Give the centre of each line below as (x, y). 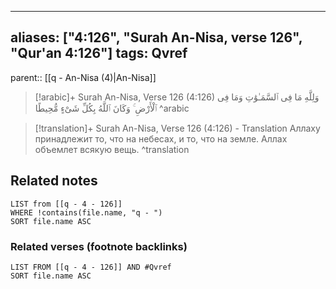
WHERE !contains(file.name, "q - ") (86, 212)
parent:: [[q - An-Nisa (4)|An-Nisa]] (83, 77)
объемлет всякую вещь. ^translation (112, 149)
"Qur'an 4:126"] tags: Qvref (99, 53)
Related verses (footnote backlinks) (99, 246)
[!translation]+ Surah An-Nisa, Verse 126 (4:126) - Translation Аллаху (177, 128)
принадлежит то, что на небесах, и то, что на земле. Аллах (161, 138)
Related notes (54, 181)
